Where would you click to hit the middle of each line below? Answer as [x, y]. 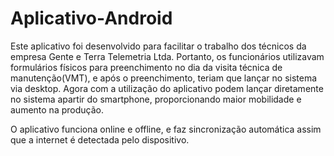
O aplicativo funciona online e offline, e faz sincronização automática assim [166, 129]
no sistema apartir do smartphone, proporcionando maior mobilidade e [156, 99]
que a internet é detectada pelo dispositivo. [100, 139]
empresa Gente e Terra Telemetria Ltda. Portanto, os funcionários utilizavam [167, 56]
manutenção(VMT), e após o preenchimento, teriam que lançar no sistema [164, 78]
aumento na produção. [57, 109]
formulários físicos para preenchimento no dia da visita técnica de [146, 67]
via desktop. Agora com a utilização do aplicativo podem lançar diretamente [167, 88]
